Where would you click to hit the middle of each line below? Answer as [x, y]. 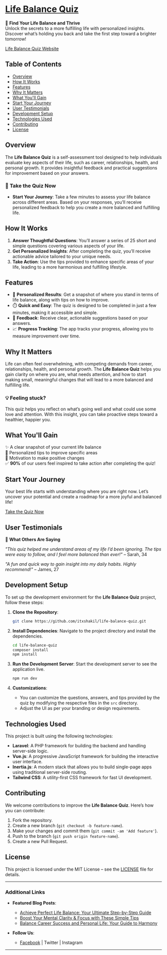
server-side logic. [30, 751]
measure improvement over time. [46, 336]
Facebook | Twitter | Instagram [51, 943]
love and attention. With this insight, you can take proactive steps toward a [82, 414]
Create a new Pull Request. [40, 841]
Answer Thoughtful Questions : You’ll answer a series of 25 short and [84, 240]
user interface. [27, 762]
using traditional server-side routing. [50, 772]
